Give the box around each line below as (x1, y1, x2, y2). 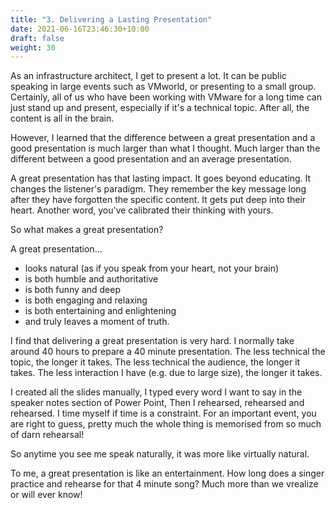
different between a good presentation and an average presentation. (10, 153, 292, 165)
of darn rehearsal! (10, 429, 85, 441)
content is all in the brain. (10, 112, 115, 125)
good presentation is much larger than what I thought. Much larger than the (10, 142, 321, 155)
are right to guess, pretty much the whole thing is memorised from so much (10, 418, 322, 430)
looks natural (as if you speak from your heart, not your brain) (24, 262, 280, 275)
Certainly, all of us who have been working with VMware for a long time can (10, 91, 322, 103)
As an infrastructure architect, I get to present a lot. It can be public (10, 70, 287, 82)
